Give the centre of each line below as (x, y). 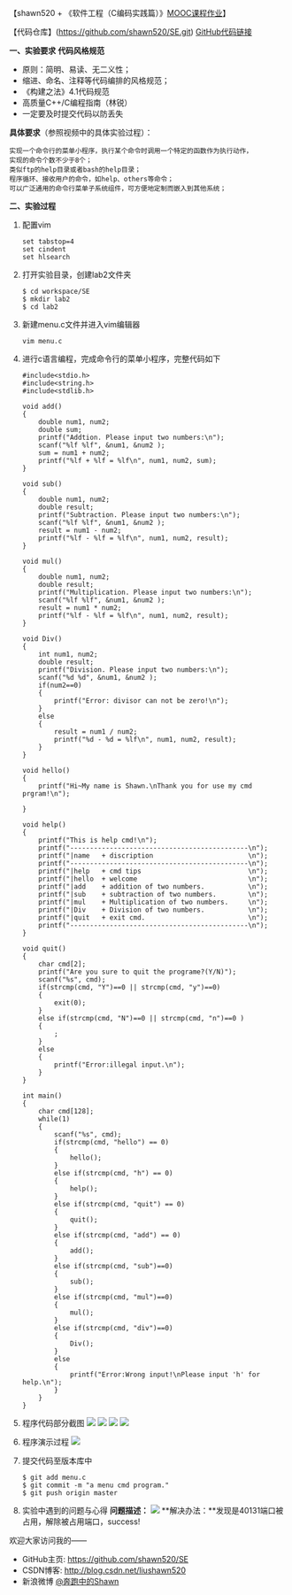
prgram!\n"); (46, 794)
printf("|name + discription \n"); (153, 856)
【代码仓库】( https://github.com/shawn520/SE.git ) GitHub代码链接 (131, 32)
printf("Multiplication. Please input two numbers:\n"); (146, 592)
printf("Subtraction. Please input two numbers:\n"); (139, 515)
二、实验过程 (32, 206)
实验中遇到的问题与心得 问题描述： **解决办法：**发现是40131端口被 (153, 1510)
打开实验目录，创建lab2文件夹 (77, 274)
